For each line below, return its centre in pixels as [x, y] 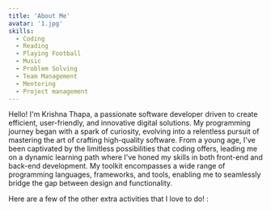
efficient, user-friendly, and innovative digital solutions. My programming [129, 123]
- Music [29, 62]
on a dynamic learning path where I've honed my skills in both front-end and [135, 157]
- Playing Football [49, 54]
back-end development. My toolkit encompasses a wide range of [117, 166]
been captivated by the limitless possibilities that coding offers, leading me [133, 149]
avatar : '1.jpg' [36, 24]
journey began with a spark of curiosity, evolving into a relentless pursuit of [134, 131]
